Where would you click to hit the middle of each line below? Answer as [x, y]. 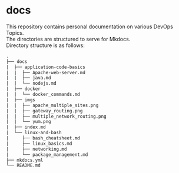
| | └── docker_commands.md [43, 95]
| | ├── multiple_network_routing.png [57, 116]
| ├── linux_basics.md [39, 144]
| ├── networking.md [37, 149]
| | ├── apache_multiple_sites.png [52, 105]
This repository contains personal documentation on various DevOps [90, 26]
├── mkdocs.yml [25, 160]
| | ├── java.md [29, 78]
